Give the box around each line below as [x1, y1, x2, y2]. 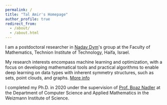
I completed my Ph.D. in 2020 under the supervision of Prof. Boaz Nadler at [5, 85, 161, 90]
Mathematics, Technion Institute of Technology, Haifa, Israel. [5, 49, 130, 55]
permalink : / [5, 7, 32, 12]
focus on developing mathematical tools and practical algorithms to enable [5, 64, 159, 70]
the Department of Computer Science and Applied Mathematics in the [5, 90, 149, 96]
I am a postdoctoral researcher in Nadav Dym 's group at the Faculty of [5, 44, 150, 50]
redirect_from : [5, 21, 37, 26]
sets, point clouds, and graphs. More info [5, 75, 90, 81]
